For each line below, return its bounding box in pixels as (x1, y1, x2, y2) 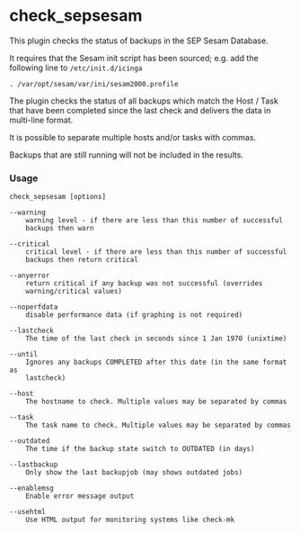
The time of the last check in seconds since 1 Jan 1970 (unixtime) (25, 334, 287, 343)
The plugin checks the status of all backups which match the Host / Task (9, 95, 278, 106)
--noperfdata (9, 303, 58, 312)
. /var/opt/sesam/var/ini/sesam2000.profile (9, 79, 179, 88)
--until (9, 350, 39, 359)
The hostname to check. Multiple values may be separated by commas (25, 397, 287, 406)
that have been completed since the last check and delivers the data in (9, 104, 271, 115)
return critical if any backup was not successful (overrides (25, 279, 263, 288)
